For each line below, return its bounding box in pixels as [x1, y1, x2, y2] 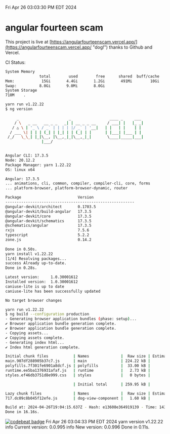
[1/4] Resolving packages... [5, 256, 67, 261]
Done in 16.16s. [5, 410, 39, 415]
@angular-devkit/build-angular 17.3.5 [5, 209, 92, 214]
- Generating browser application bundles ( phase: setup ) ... [5, 317, 137, 322]
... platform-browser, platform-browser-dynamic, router [5, 186, 128, 191]
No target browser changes [5, 298, 62, 303]
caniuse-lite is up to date [5, 284, 65, 289]
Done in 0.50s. [5, 247, 37, 252]
